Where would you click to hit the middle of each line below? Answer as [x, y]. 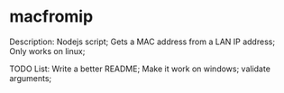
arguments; [31, 78]
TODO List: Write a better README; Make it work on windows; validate [140, 69]
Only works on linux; [47, 51]
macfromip [51, 17]
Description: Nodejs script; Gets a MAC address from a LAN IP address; [142, 42]
